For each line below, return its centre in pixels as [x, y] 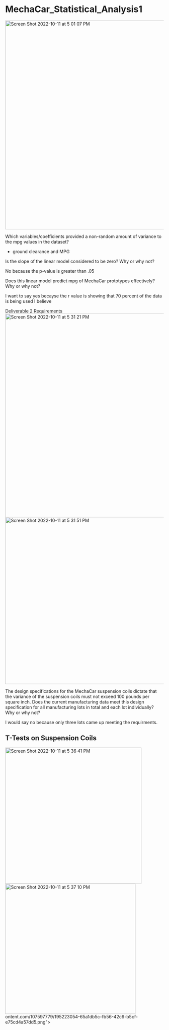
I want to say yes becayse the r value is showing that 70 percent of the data [84, 296]
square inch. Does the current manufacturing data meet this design [75, 702]
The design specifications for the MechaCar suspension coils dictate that [81, 691]
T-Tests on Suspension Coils [51, 738]
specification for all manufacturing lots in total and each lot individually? [80, 707]
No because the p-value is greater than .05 [50, 271]
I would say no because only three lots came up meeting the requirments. [81, 722]
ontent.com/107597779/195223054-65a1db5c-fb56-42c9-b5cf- [72, 1016]
